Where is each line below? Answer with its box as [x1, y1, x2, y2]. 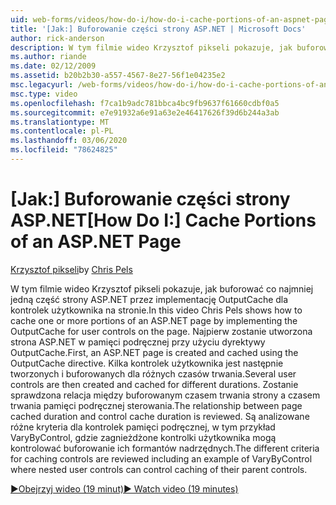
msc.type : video [10, 89, 78, 99]
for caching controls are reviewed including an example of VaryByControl [10, 452, 313, 465]
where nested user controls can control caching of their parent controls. [10, 463, 308, 475]
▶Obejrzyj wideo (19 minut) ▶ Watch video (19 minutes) [10, 482, 239, 495]
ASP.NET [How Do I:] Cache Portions [10, 209, 317, 232]
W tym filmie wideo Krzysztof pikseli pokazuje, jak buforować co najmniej [10, 282, 314, 295]
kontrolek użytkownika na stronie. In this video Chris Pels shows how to [10, 304, 303, 316]
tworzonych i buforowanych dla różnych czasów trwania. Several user [10, 367, 297, 380]
